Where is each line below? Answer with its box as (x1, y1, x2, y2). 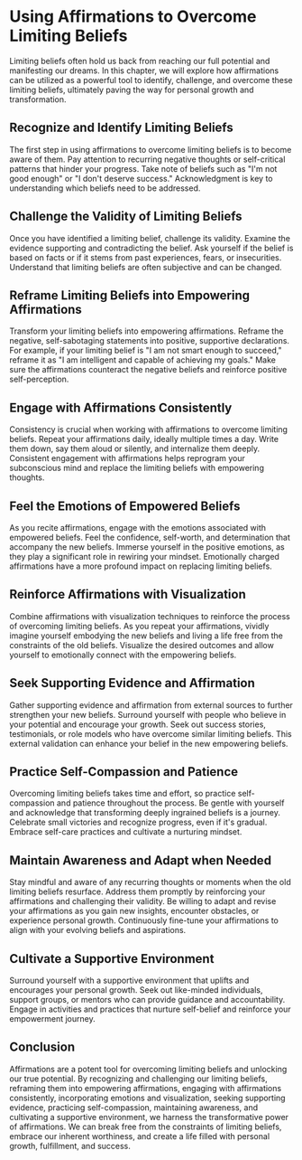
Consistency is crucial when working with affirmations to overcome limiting (9, 424, 288, 435)
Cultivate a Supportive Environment (9, 951, 215, 967)
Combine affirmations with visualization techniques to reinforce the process (9, 610, 290, 621)
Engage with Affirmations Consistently (9, 400, 233, 415)
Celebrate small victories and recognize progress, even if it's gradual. (9, 816, 268, 828)
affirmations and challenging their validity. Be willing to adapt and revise (9, 896, 277, 907)
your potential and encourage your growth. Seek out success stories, (9, 719, 266, 730)
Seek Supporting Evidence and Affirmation (9, 675, 255, 691)
